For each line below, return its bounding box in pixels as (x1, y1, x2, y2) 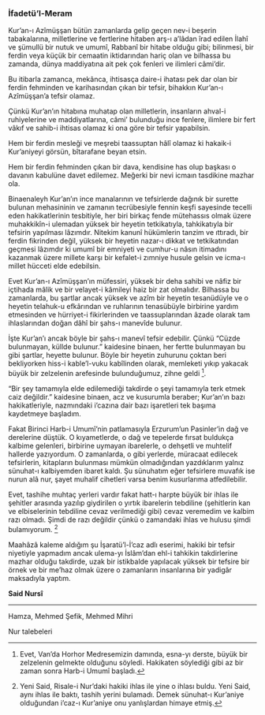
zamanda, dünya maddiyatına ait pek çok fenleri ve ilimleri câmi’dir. (8, 59, 226, 69)
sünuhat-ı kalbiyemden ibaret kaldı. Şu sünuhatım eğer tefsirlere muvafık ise (8, 466, 256, 475)
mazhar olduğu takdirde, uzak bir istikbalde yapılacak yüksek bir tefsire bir (8, 557, 250, 566)
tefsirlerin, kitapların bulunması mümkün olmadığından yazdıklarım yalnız (8, 457, 244, 467)
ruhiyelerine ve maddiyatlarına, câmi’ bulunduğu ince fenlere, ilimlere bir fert (8, 115, 256, 125)
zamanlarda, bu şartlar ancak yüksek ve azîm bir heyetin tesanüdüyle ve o (8, 293, 248, 303)
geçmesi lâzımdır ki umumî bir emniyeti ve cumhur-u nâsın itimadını (8, 244, 227, 254)
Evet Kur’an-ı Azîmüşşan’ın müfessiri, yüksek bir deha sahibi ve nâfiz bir (8, 277, 242, 286)
